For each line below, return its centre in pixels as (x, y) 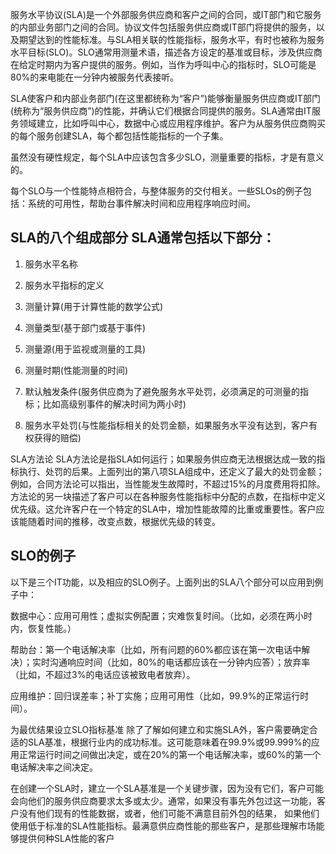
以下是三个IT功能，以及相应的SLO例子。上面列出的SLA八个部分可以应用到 (162, 582)
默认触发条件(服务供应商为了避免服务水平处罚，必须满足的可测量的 (162, 391)
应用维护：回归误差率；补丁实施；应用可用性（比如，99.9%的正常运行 (155, 695)
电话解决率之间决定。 (54, 767)
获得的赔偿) (57, 437)
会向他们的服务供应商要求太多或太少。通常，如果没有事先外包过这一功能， (163, 800)
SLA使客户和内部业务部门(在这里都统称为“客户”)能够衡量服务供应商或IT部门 (165, 98)
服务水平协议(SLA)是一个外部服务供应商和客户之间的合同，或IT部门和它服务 (166, 14)
